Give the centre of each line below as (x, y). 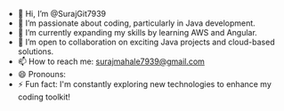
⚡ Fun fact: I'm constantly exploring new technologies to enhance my (144, 84)
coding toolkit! (44, 97)
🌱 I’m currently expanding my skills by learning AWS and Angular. (138, 32)
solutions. (36, 52)
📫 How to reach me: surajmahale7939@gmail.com (111, 61)
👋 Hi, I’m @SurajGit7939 (62, 14)
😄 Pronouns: (42, 74)
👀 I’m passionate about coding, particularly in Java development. (136, 23)
